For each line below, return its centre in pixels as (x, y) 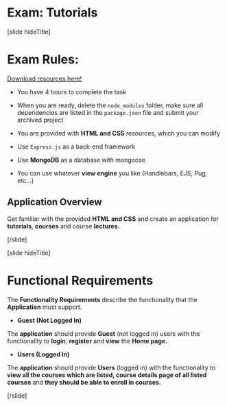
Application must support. (45, 307)
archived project (40, 120)
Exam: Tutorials (52, 13)
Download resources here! (45, 78)
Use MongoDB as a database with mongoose (81, 160)
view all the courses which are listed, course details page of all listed (107, 375)
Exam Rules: (43, 60)
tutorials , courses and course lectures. (63, 226)
